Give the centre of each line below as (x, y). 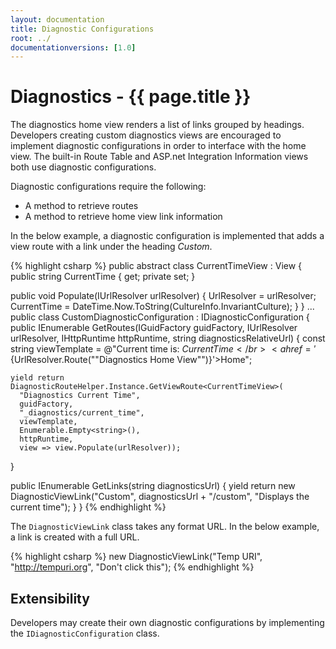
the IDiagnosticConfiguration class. (85, 633)
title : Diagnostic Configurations (82, 29)
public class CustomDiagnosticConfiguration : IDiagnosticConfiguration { (160, 317)
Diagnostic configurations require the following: (108, 187)
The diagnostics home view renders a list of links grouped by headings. (157, 125)
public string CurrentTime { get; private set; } (103, 277)
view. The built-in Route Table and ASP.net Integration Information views (159, 157)
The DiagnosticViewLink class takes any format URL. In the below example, (165, 527)
